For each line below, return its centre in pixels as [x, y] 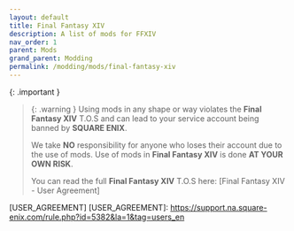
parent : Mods [33, 50]
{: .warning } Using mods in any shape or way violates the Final [146, 109]
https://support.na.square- [218, 207]
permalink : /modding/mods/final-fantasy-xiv [93, 67]
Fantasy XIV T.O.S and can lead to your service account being [145, 118]
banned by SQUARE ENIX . [79, 127]
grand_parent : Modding [51, 58]
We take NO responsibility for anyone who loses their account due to [156, 145]
